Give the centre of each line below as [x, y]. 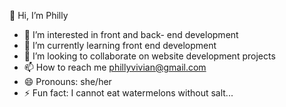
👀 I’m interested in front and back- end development [131, 34]
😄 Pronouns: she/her [67, 81]
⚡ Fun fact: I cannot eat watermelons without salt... [128, 93]
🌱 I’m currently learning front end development [120, 45]
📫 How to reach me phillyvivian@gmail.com [115, 67]
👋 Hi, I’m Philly [39, 15]
